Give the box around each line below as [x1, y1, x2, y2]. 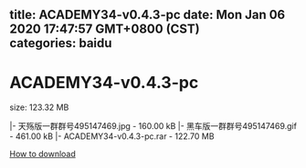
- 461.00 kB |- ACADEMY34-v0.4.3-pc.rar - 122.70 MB [9, 131, 215, 142]
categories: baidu [9, 35, 112, 51]
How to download [9, 149, 76, 160]
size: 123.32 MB [9, 102, 69, 113]
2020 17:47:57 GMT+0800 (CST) [9, 22, 200, 37]
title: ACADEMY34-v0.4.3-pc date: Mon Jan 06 [9, 7, 286, 23]
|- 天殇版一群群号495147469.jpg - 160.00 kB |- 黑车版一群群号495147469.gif [9, 121, 297, 132]
